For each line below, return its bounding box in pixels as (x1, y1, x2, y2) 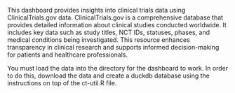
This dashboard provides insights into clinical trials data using (7, 6, 186, 14)
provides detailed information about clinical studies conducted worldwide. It (7, 21, 227, 29)
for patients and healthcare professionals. (7, 50, 128, 59)
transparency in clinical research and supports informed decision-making (7, 43, 220, 51)
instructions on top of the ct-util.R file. (7, 79, 117, 87)
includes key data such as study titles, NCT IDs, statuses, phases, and (7, 28, 210, 36)
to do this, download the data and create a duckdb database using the (7, 71, 210, 80)
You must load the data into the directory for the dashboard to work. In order (7, 64, 229, 72)
